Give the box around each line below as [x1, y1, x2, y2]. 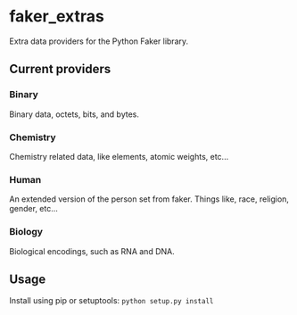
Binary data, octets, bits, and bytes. [9, 109, 140, 120]
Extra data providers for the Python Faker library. [9, 36, 189, 46]
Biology [9, 226, 43, 238]
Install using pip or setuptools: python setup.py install [9, 295, 214, 306]
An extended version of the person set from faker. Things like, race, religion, [9, 194, 290, 204]
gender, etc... [9, 203, 58, 214]
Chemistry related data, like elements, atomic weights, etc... [9, 151, 229, 162]
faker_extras [9, 6, 104, 27]
